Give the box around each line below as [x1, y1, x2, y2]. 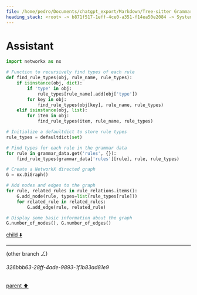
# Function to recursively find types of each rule [6, 69, 135, 75]
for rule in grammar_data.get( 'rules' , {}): [6, 150, 117, 156]
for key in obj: [27, 96, 67, 103]
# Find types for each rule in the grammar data [6, 145, 127, 151]
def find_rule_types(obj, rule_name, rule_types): [6, 74, 133, 81]
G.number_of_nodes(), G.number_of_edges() [6, 221, 111, 226]
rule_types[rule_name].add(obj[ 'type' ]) [37, 91, 138, 97]
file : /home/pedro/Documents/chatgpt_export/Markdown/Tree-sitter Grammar [6, 8, 193, 15]
